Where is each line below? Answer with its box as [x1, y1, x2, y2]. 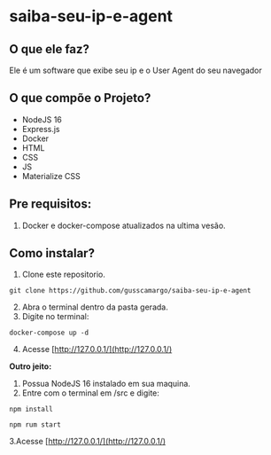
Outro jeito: [9, 361, 52, 372]
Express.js [21, 123, 60, 134]
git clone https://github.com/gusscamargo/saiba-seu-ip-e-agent [9, 286, 252, 295]
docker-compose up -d [9, 328, 89, 338]
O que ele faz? [9, 42, 90, 57]
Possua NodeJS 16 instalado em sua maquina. [21, 379, 190, 389]
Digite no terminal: [21, 311, 89, 322]
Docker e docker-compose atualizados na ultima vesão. [21, 220, 226, 231]
